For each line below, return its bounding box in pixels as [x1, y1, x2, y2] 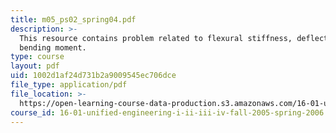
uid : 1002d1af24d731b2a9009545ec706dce [10, 71, 177, 81]
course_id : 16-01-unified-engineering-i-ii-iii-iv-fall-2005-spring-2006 [10, 107, 325, 118]
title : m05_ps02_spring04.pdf [10, 14, 137, 25]
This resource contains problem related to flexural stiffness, [19, 33, 293, 43]
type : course [10, 52, 65, 62]
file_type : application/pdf [10, 80, 128, 90]
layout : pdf [10, 61, 60, 71]
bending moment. [19, 42, 87, 53]
